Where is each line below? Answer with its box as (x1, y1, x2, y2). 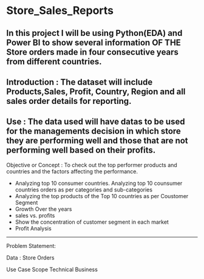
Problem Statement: (6, 242, 56, 249)
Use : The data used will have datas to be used (6, 117, 185, 127)
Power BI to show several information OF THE (6, 37, 181, 47)
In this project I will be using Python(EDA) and (6, 28, 183, 38)
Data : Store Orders (6, 253, 55, 261)
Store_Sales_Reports (6, 4, 114, 18)
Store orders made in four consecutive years (6, 47, 179, 57)
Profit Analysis (15, 224, 52, 232)
